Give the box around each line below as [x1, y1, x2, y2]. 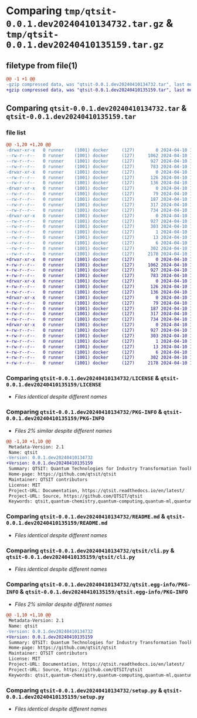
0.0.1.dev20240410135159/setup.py [6, 693, 104, 700]
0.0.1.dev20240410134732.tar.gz [6, 19, 164, 30]
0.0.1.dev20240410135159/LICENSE [6, 382, 101, 388]
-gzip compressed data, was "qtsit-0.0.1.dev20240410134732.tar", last [6, 81, 185, 87]
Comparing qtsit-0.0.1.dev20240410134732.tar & [6, 103, 187, 113]
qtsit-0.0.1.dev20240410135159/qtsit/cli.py [6, 554, 135, 560]
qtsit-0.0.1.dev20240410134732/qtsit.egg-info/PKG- [40, 581, 191, 588]
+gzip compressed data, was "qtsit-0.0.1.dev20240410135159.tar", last [6, 87, 185, 93]
